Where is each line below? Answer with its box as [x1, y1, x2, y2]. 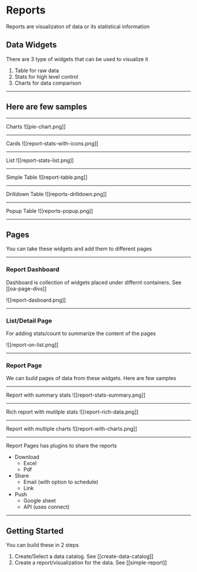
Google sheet [23, 497, 56, 505]
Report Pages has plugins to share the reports [6, 442, 117, 449]
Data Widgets [6, 40, 57, 50]
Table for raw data [14, 67, 59, 74]
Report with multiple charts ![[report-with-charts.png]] [6, 425, 138, 432]
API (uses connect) [23, 503, 70, 510]
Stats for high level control [14, 73, 79, 80]
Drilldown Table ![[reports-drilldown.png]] [6, 190, 107, 197]
